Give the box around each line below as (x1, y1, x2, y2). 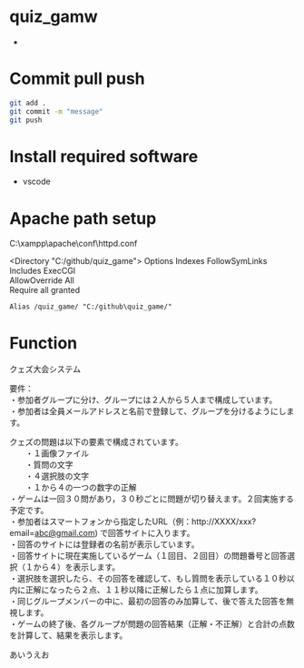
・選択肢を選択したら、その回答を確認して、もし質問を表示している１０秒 (9, 573, 288, 584)
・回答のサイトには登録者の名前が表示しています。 (9, 539, 200, 550)
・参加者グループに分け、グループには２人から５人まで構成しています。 (9, 394, 278, 406)
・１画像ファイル (25, 448, 89, 459)
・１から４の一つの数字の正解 (25, 482, 137, 493)
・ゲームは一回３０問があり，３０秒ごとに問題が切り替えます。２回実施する (9, 493, 295, 504)
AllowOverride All (9, 275, 74, 286)
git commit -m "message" (9, 106, 103, 116)
